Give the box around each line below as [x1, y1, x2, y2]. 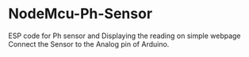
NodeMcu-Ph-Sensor [8, 5, 153, 23]
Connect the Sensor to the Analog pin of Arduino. [8, 39, 170, 48]
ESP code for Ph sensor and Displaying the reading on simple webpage [8, 31, 241, 40]
